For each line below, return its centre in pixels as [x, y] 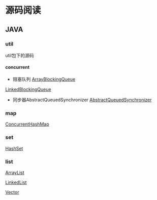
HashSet [14, 148]
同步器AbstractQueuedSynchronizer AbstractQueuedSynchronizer [82, 100]
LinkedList [16, 182]
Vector [12, 192]
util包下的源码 [20, 55]
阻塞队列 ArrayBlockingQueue [44, 79]
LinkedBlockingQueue [28, 90]
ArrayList [15, 172]
